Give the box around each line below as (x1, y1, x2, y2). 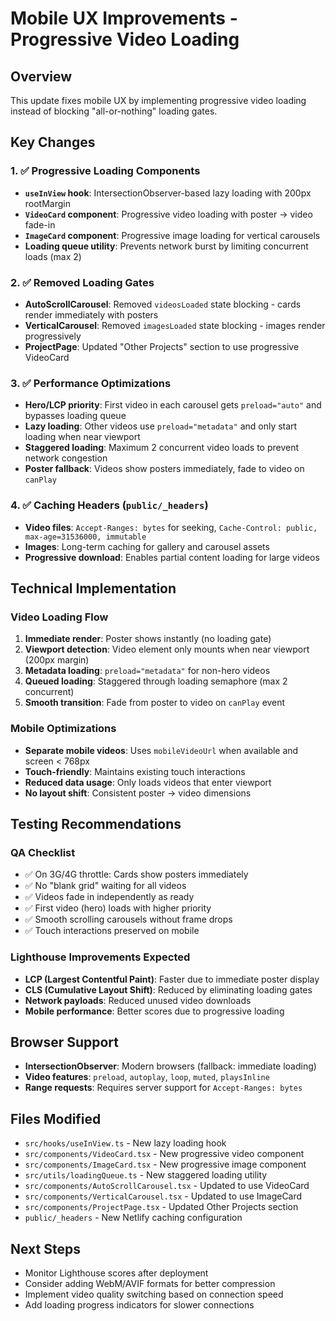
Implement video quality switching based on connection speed (24, 1288, 284, 1300)
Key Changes (10, 134, 96, 151)
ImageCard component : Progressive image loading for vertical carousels (24, 229, 321, 241)
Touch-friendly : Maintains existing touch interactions (24, 765, 246, 777)
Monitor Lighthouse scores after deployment (24, 1267, 209, 1279)
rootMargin (24, 197, 71, 209)
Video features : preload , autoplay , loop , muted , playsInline (24, 1071, 270, 1083)
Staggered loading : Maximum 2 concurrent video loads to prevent (24, 442, 300, 454)
